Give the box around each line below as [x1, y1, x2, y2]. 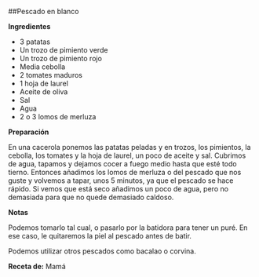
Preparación [8, 127, 49, 137]
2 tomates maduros [19, 71, 82, 79]
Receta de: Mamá [8, 262, 66, 271]
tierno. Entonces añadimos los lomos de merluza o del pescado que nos [8, 168, 242, 177]
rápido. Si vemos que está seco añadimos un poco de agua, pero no [8, 184, 229, 193]
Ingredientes [8, 22, 51, 31]
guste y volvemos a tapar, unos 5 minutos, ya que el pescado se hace [8, 176, 234, 185]
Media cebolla [19, 62, 66, 71]
